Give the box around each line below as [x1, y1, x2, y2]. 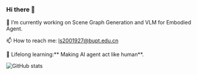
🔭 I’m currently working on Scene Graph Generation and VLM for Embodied [6, 19, 192, 26]
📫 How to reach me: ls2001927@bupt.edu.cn [6, 37, 119, 44]
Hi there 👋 [6, 5, 36, 14]
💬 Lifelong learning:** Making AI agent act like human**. [6, 51, 144, 58]
